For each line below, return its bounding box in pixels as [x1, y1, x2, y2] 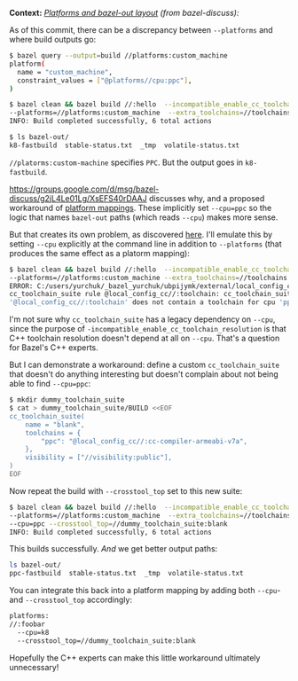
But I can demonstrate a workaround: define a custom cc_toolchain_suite [9, 359, 280, 371]
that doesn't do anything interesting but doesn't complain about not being [9, 369, 279, 380]
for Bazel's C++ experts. [9, 342, 99, 353]
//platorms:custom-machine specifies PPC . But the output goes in [9, 157, 244, 168]
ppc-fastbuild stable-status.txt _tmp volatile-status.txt [9, 569, 244, 578]
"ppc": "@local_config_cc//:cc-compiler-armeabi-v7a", [41, 436, 248, 446]
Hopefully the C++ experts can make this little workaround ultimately [9, 652, 261, 663]
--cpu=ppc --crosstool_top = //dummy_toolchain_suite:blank [9, 519, 228, 528]
